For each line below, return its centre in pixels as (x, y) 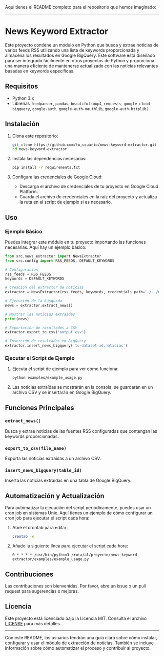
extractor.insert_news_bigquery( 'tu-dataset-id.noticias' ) (66, 346)
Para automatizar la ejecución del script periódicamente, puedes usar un (78, 508)
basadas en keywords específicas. (40, 71)
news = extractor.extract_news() (39, 305)
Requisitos (21, 86)
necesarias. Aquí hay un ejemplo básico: (46, 247)
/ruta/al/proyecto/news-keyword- (105, 555)
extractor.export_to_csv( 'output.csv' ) (46, 332)
